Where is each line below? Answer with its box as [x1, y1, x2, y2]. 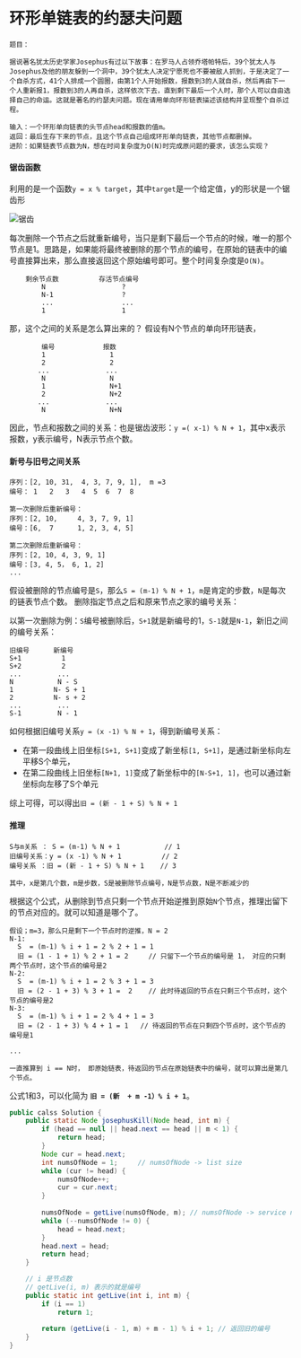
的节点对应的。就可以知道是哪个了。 [9, 907, 143, 917]
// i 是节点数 [25, 1275, 73, 1284]
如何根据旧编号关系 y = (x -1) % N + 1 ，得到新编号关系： [9, 726, 223, 737]
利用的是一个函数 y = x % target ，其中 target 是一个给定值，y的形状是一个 [9, 183, 283, 194]
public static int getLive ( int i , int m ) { [25, 1291, 191, 1300]
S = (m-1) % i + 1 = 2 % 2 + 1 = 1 [17, 942, 154, 951]
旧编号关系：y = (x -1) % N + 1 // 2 [9, 852, 178, 861]
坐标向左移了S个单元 [21, 778, 99, 790]
